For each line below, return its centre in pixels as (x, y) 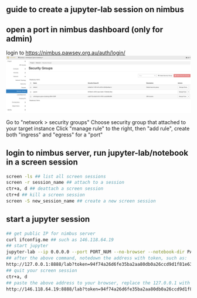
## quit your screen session (42, 270)
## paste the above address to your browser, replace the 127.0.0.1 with (98, 283)
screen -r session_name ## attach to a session (65, 183)
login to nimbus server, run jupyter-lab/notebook (97, 153)
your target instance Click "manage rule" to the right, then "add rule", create (98, 128)
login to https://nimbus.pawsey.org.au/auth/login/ (66, 53)
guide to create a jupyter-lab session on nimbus (95, 10)
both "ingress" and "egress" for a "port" (55, 135)
